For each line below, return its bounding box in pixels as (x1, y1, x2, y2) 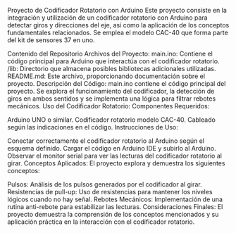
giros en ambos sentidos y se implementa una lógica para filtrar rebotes (7, 94, 216, 103)
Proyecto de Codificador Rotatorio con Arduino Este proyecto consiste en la (7, 6, 228, 14)
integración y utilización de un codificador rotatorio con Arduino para (7, 13, 208, 22)
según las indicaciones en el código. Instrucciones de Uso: (7, 123, 178, 131)
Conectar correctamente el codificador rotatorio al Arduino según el (7, 137, 205, 145)
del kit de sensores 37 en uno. (7, 36, 95, 44)
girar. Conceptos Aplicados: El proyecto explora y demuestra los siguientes (7, 159, 225, 168)
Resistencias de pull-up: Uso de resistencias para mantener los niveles (7, 188, 213, 196)
